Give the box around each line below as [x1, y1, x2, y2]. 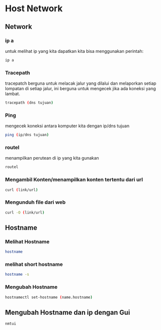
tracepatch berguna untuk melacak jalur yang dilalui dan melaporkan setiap [5, 80, 157, 86]
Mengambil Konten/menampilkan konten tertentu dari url [5, 176, 143, 183]
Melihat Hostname [5, 238, 50, 245]
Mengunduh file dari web [5, 199, 66, 206]
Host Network [5, 3, 63, 14]
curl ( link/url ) [5, 187, 38, 192]
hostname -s [5, 272, 29, 277]
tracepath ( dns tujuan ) [5, 100, 54, 105]
